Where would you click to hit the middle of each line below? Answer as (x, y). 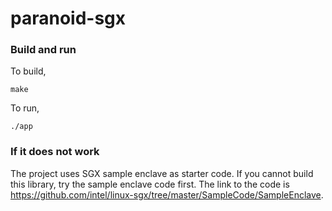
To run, (25, 108)
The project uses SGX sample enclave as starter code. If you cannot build (162, 173)
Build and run (43, 50)
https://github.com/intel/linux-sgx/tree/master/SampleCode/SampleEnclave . (167, 194)
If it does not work (55, 152)
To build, (28, 71)
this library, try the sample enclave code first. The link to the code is (150, 184)
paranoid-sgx (68, 18)
